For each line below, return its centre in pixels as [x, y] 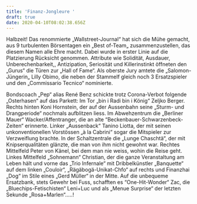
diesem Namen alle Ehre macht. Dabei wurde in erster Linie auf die [87, 52]
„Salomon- [178, 71]
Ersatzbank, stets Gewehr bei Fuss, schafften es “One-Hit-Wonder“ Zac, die [98, 182]
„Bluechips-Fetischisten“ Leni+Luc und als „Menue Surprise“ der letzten [93, 189]
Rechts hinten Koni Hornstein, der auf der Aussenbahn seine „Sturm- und [95, 107]
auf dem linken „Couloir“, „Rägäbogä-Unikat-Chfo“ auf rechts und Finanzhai [98, 170]
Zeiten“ [15, 126]
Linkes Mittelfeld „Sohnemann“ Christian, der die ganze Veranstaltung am [95, 157]
